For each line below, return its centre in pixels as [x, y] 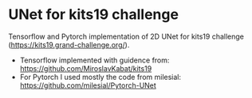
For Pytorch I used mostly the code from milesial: [100, 77]
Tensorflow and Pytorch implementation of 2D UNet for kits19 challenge [126, 36]
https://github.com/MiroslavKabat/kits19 [86, 68]
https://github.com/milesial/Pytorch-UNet [88, 85]
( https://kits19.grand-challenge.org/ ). [69, 44]
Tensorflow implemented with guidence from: [94, 60]
